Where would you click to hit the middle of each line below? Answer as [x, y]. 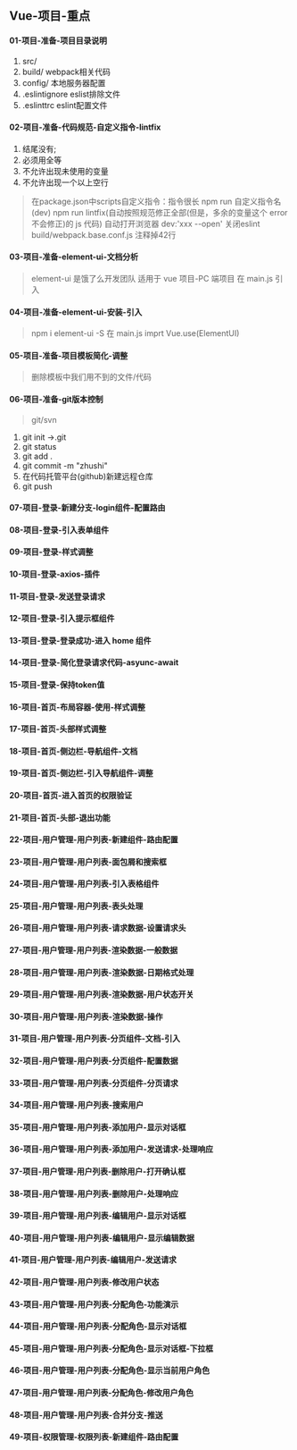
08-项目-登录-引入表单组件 [59, 529]
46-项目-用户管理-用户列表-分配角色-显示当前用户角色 [110, 1370]
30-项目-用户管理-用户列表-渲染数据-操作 [86, 1016]
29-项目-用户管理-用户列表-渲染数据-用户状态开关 [102, 994]
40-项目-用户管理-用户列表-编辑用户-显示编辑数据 [102, 1237]
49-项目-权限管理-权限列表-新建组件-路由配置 [94, 1437]
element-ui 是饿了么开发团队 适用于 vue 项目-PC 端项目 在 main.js [152, 278]
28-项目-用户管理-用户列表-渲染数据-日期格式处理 [102, 972]
